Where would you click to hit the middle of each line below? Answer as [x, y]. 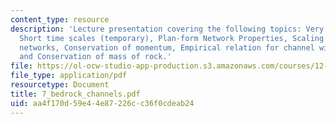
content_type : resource [60, 19]
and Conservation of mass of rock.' [95, 57]
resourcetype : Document [60, 85]
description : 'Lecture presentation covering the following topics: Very [167, 29]
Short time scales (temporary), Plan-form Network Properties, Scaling [172, 38]
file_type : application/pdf [69, 76]
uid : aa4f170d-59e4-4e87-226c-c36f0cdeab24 [102, 103]
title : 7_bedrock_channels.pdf [75, 94]
